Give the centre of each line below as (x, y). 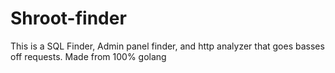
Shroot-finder (68, 18)
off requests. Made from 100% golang (88, 56)
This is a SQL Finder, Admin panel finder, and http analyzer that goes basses (167, 46)
